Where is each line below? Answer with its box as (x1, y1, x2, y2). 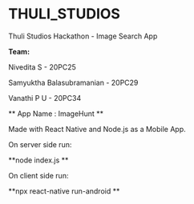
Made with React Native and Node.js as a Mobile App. (8, 124, 186, 134)
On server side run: (8, 139, 72, 149)
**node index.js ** (8, 155, 69, 165)
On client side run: (8, 170, 69, 180)
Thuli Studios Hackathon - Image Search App (8, 31, 158, 41)
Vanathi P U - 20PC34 (8, 93, 82, 102)
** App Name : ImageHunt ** (8, 109, 104, 118)
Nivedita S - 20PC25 (8, 62, 76, 72)
